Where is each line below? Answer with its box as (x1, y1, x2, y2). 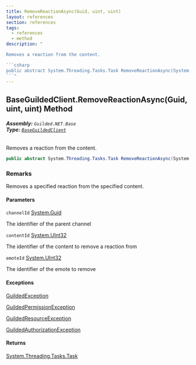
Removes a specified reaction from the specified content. (6, 183, 144, 190)
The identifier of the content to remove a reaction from (6, 243, 137, 250)
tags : (6, 25, 19, 31)
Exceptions (6, 279, 34, 286)
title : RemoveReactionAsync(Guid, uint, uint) (6, 8, 121, 15)
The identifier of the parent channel (6, 220, 92, 228)
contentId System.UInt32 (6, 232, 67, 239)
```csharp (6, 62, 30, 68)
